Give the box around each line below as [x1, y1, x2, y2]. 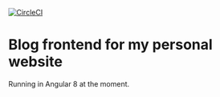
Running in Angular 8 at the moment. [8, 79, 130, 88]
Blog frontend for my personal [8, 36, 213, 54]
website [8, 53, 63, 71]
